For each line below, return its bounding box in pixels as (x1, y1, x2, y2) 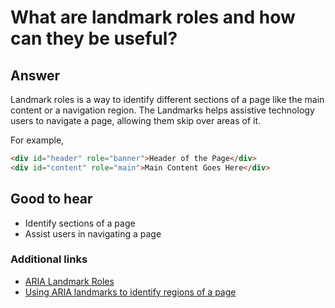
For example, (10, 134, 65, 146)
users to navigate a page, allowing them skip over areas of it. (10, 115, 262, 126)
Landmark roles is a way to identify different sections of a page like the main (10, 94, 325, 105)
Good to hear (10, 191, 93, 208)
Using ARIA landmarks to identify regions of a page (24, 286, 237, 298)
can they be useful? (10, 27, 178, 50)
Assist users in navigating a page (24, 227, 162, 240)
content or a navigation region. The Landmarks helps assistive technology (10, 104, 315, 116)
